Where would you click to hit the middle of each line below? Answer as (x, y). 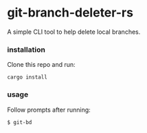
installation (26, 50)
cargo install (27, 77)
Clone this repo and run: (41, 65)
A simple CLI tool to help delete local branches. (74, 32)
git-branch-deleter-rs (70, 13)
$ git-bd (20, 122)
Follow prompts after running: (49, 110)
